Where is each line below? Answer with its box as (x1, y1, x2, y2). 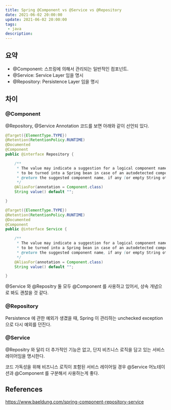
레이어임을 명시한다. (5, 352, 45, 359)
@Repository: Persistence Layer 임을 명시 (12, 78, 99, 85)
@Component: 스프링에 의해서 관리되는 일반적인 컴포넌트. (12, 66, 129, 72)
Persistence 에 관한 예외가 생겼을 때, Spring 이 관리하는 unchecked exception (5, 315, 163, 321)
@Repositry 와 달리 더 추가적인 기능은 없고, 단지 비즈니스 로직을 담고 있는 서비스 (5, 346, 165, 352)
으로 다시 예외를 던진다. (5, 321, 52, 327)
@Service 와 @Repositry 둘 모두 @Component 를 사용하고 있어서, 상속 (5, 283, 149, 289)
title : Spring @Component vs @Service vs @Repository (5, 7, 122, 13)
